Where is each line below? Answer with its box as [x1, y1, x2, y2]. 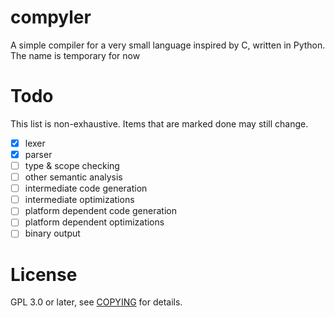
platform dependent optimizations [24, 216, 165, 228]
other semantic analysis [24, 171, 123, 183]
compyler [10, 6, 92, 29]
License [10, 263, 78, 286]
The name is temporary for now [10, 49, 141, 61]
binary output [24, 227, 81, 240]
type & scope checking [24, 160, 120, 171]
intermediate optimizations [24, 194, 135, 206]
